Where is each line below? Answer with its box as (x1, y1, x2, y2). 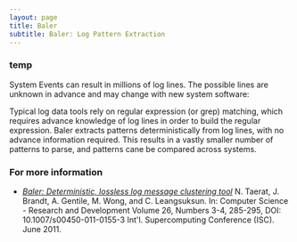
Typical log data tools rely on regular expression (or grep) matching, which (9, 106, 284, 117)
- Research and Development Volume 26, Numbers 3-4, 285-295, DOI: (21, 205, 282, 215)
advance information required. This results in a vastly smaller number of (9, 134, 274, 145)
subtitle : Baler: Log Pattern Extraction (9, 29, 166, 38)
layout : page (9, 12, 58, 22)
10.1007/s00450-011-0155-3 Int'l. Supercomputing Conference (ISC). (21, 214, 275, 225)
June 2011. (21, 223, 62, 234)
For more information (9, 165, 103, 178)
